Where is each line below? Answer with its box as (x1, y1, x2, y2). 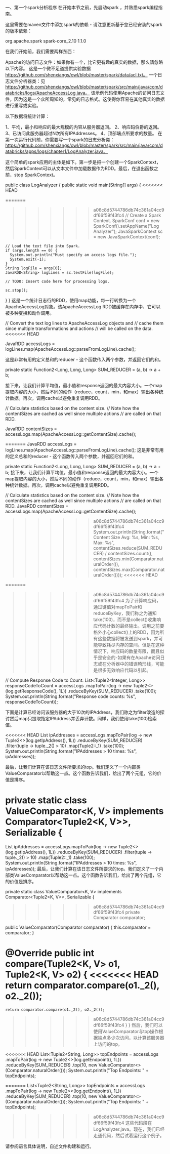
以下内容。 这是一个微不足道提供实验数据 (5, 65, 91, 71)
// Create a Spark (125, 212, 161, 218)
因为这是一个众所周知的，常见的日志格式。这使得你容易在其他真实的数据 (14, 96, 165, 102)
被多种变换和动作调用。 (5, 310, 54, 316)
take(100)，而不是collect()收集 (93, 616, 157, 623)
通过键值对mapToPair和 (93, 604, 142, 610)
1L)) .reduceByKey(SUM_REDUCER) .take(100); (59, 688, 157, 694)
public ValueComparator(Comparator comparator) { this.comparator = (5, 924, 151, 930)
